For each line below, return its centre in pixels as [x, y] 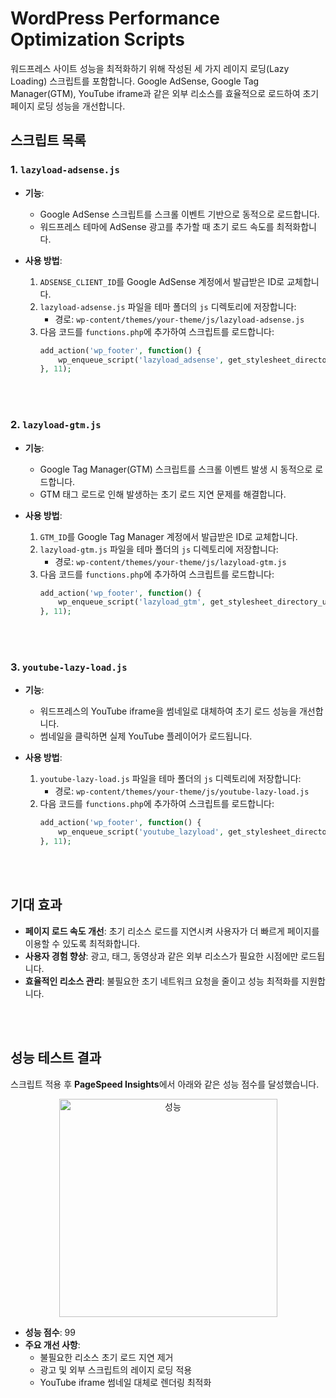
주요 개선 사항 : [52, 1344]
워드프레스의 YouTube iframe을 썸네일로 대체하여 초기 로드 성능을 [168, 711]
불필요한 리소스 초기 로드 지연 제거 [106, 1357]
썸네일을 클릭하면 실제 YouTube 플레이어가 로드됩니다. [146, 736]
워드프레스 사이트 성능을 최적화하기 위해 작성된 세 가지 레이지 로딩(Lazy [150, 68]
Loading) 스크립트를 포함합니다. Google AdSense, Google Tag [135, 81]
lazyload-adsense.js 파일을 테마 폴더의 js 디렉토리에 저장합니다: [168, 306]
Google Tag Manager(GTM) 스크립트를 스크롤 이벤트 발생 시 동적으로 [176, 469]
